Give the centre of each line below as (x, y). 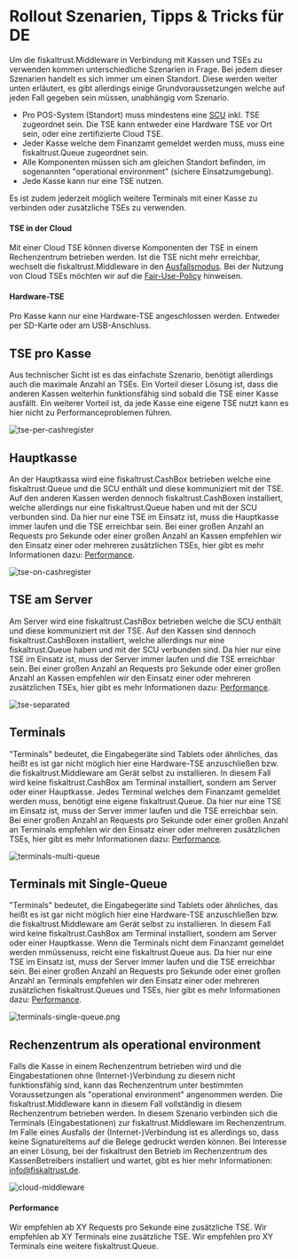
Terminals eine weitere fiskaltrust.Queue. (84, 1247)
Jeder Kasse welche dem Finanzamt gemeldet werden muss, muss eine (153, 143)
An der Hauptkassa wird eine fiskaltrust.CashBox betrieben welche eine (140, 479)
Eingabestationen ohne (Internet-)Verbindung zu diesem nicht (122, 1076)
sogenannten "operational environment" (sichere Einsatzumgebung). (148, 171)
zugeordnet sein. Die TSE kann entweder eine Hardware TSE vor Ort (147, 124)
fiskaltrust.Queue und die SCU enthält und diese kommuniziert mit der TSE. (146, 488)
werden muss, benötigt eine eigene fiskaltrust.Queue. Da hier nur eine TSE (145, 801)
